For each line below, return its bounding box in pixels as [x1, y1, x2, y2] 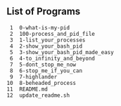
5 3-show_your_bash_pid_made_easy [9, 48, 114, 55]
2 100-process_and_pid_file [9, 30, 96, 37]
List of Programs [6, 6, 81, 18]
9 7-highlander [9, 73, 58, 80]
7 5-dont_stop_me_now [9, 61, 77, 68]
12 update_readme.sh [6, 91, 70, 99]
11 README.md [6, 86, 49, 93]
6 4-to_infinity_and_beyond [9, 55, 96, 62]
